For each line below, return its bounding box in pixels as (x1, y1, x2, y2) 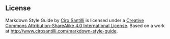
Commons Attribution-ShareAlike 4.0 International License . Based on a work (5, 22, 165, 28)
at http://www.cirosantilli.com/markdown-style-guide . (5, 27, 118, 34)
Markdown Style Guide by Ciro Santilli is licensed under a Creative (5, 17, 144, 23)
